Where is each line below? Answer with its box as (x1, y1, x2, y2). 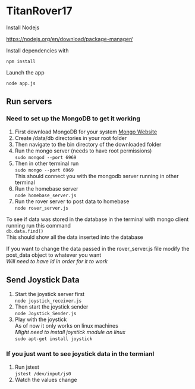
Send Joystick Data (6, 275, 80, 285)
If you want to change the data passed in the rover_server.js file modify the (6, 245, 190, 252)
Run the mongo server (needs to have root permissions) (14, 147, 152, 154)
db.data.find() (6, 228, 44, 234)
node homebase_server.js (14, 192, 77, 198)
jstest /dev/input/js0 (14, 371, 71, 376)
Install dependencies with (6, 46, 69, 54)
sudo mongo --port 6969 (14, 167, 74, 173)
